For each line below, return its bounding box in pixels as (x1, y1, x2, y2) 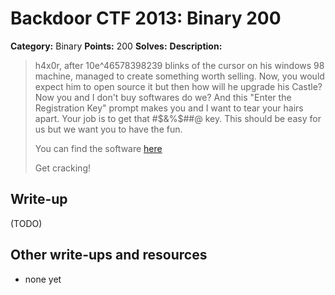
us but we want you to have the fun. (34, 123, 183, 135)
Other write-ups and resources (10, 247, 208, 264)
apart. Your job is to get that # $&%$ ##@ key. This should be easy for (34, 112, 322, 124)
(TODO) (10, 217, 43, 229)
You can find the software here (34, 142, 163, 154)
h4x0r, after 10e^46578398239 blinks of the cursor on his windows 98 (34, 59, 325, 71)
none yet (24, 273, 62, 285)
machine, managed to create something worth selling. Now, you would (34, 70, 325, 82)
